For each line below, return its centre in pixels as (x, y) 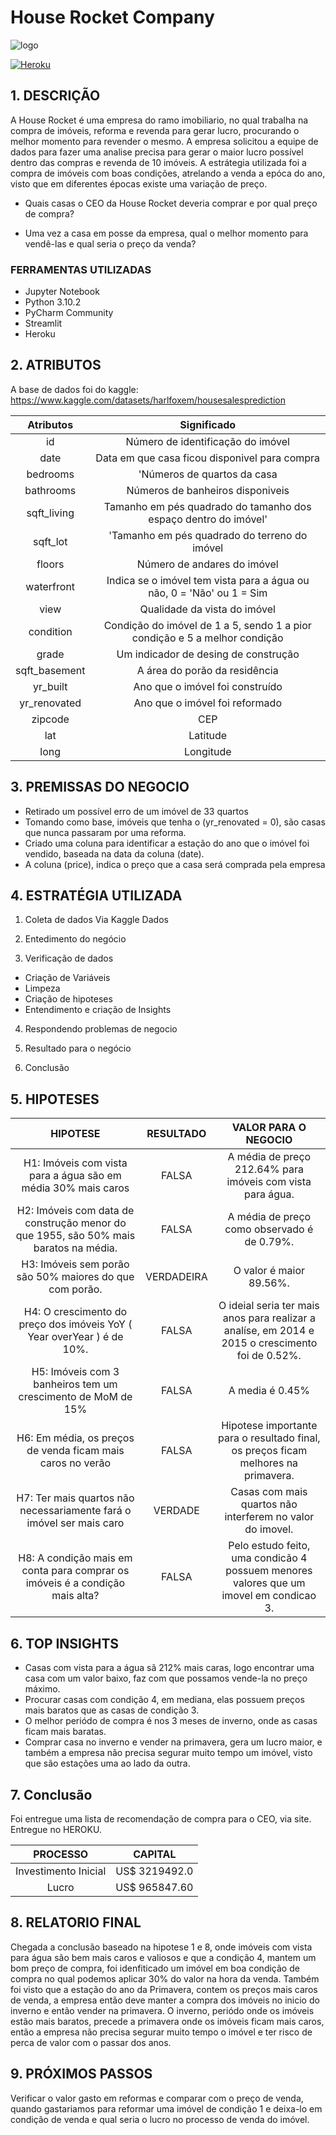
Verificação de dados (69, 958)
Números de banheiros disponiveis (208, 490)
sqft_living (50, 513)
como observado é (269, 1229)
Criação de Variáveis (67, 978)
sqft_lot (50, 541)
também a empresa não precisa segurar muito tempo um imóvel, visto (168, 1753)
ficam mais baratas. (65, 1732)
